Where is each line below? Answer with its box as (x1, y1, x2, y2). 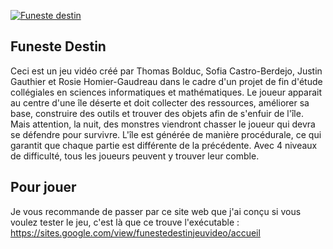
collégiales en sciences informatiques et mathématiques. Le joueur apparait (10, 86, 323, 98)
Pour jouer (10, 179, 77, 196)
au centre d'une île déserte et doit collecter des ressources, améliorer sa (10, 96, 310, 109)
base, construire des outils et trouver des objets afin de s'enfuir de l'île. (10, 107, 304, 119)
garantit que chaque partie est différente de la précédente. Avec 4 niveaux (10, 139, 318, 151)
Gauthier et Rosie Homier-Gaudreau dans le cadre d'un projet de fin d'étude (10, 75, 323, 87)
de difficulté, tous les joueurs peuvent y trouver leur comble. (10, 150, 260, 162)
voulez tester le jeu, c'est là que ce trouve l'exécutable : (10, 216, 240, 228)
